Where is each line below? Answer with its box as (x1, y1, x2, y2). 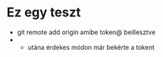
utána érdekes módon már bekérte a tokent (27, 43, 154, 51)
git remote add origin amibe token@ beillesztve (16, 28, 156, 36)
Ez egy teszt (6, 4, 81, 21)
